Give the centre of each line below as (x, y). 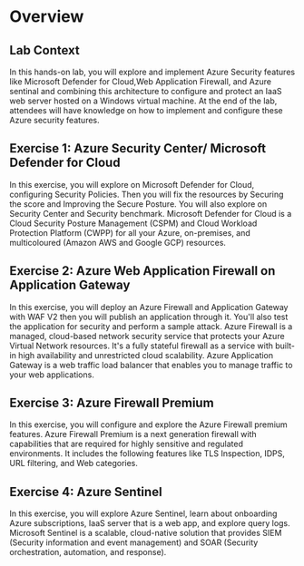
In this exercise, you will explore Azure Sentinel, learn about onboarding (143, 513)
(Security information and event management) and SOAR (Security (134, 542)
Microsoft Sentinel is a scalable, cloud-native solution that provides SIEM (146, 533)
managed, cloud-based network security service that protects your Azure (147, 336)
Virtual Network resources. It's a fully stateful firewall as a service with (142, 346)
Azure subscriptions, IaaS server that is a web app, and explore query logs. (150, 523)
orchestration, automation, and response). (88, 552)
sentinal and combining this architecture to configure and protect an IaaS (146, 91)
